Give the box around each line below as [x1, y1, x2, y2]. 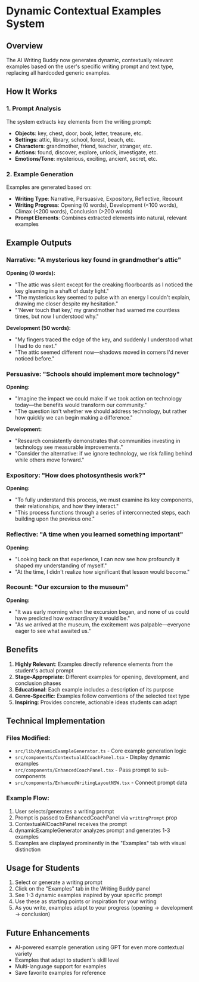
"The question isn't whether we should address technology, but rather [14, 408, 188, 415]
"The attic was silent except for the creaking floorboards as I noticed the [14, 281, 193, 288]
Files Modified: [6, 733, 51, 742]
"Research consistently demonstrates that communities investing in [14, 437, 181, 444]
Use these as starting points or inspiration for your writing [14, 898, 157, 905]
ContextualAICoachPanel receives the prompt [14, 820, 128, 827]
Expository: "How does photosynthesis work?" [6, 471, 146, 479]
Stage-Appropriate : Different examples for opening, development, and [14, 673, 189, 680]
